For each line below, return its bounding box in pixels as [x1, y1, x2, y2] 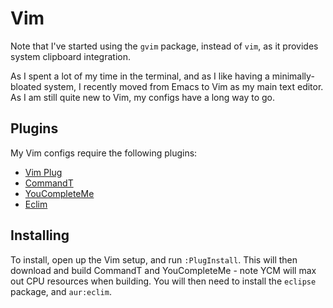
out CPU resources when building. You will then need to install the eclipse [10, 275, 317, 287]
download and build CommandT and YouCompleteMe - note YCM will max [10, 264, 317, 276]
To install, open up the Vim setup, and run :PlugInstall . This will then [10, 253, 298, 266]
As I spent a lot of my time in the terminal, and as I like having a [10, 70, 270, 82]
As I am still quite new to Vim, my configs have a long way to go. [10, 91, 275, 103]
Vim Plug [24, 166, 63, 178]
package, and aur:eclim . [10, 285, 112, 297]
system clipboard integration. [10, 50, 131, 62]
